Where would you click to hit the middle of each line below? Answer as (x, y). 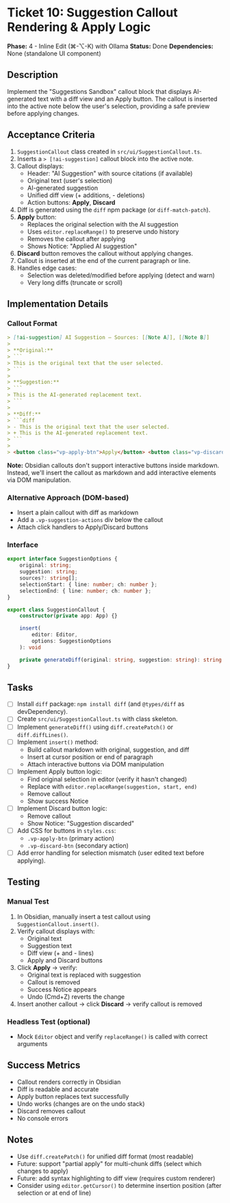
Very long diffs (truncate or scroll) (75, 282)
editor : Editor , (55, 635)
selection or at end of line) (54, 1193)
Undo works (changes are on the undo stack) (81, 1104)
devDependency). (42, 712)
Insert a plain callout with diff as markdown (78, 512)
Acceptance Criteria (51, 135)
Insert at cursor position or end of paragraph (90, 757)
